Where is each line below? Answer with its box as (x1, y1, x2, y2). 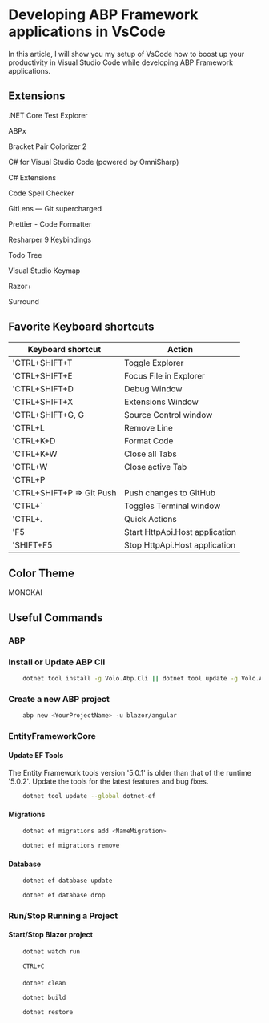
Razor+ (8, 281, 32, 291)
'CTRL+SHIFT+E (12, 370, 74, 381)
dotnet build (22, 994, 66, 1002)
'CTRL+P (12, 474, 46, 485)
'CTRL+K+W (12, 448, 58, 459)
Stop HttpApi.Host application (123, 539, 236, 550)
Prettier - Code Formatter (8, 219, 92, 229)
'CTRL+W (12, 461, 48, 472)
